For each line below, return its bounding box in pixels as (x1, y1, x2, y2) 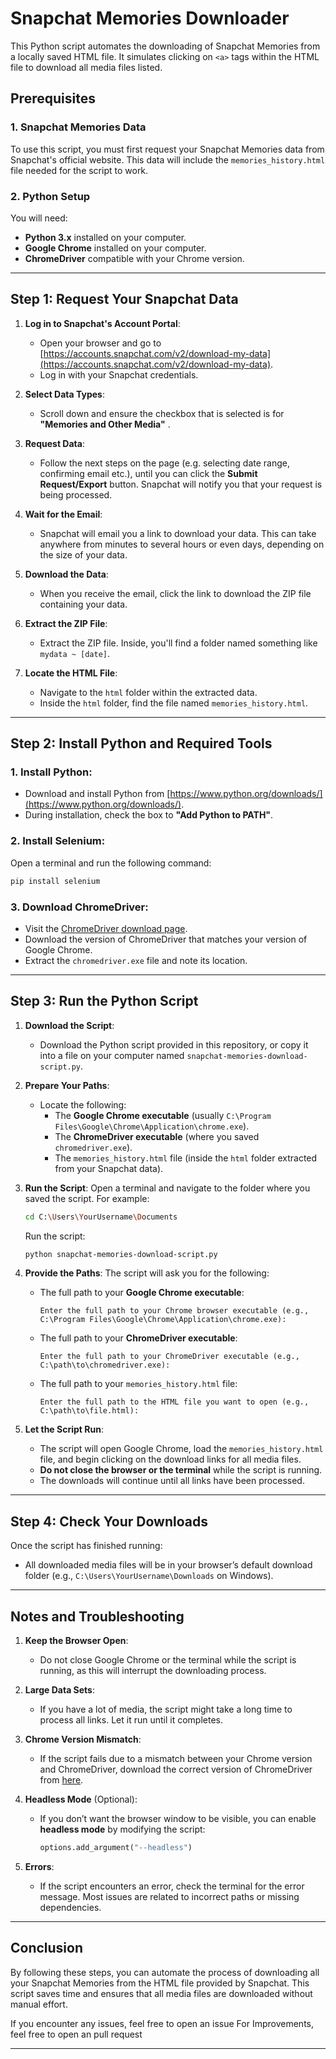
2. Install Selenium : (10, 834, 106, 848)
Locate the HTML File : (24, 667, 118, 679)
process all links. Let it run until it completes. (39, 1714, 223, 1726)
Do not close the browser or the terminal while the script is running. (39, 1464, 323, 1476)
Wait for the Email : (24, 508, 103, 520)
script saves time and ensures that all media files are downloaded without (10, 1987, 313, 1999)
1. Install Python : (10, 765, 93, 779)
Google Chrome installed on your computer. (24, 242, 207, 254)
